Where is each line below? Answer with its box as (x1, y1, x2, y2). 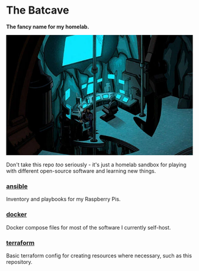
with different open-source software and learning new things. (6, 167, 156, 175)
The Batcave (6, 4, 69, 17)
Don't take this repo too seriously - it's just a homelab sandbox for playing (6, 161, 187, 169)
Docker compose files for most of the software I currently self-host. (6, 224, 171, 231)
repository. (6, 258, 33, 265)
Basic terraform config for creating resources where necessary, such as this (6, 252, 192, 259)
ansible (6, 182, 28, 191)
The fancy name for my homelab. (6, 23, 89, 30)
